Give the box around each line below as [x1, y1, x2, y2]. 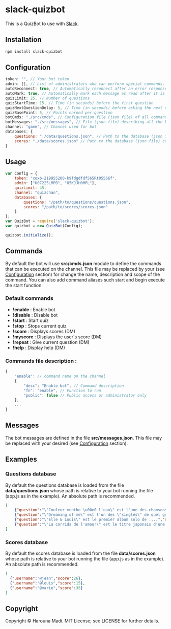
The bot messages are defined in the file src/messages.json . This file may [5, 435, 162, 441]
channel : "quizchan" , [14, 190, 60, 195]
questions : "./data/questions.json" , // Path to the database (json [14, 134, 163, 139]
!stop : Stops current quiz [12, 322, 67, 329]
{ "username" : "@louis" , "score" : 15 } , [10, 580, 85, 585]
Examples [5, 455, 37, 464]
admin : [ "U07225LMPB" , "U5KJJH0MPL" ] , [14, 181, 97, 186]
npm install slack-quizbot [5, 49, 63, 54]
